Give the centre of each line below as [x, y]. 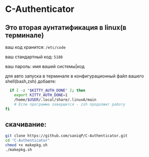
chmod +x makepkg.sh [27, 145]
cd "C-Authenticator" [28, 141]
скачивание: [26, 124]
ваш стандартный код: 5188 [34, 57]
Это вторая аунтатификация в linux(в [66, 28]
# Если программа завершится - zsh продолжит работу [70, 104]
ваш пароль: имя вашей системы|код [45, 66]
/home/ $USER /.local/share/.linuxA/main [55, 100]
